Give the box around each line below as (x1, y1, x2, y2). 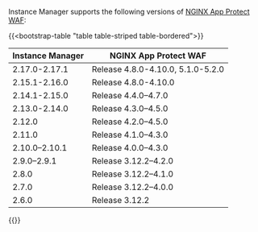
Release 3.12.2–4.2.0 (91, 155, 174, 166)
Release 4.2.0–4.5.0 (91, 116, 169, 127)
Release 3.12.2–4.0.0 (91, 181, 174, 193)
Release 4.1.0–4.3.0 (91, 129, 169, 140)
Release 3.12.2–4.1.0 (91, 168, 174, 180)
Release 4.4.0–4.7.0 (91, 90, 169, 101)
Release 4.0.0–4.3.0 (91, 143, 169, 153)
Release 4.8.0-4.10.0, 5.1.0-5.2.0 (91, 64, 224, 75)
